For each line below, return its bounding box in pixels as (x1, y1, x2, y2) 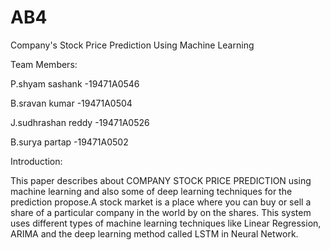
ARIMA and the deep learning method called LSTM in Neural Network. (10, 227, 299, 240)
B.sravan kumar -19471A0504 (10, 97, 133, 109)
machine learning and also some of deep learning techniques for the (10, 185, 293, 197)
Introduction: (10, 155, 63, 167)
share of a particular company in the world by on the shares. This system (10, 206, 312, 218)
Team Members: (10, 58, 78, 70)
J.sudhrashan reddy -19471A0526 (10, 116, 150, 128)
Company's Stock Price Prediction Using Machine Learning (10, 39, 255, 51)
